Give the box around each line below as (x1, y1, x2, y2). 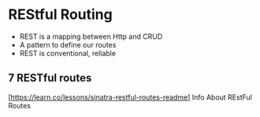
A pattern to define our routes (19, 40, 117, 49)
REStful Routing (8, 6, 113, 24)
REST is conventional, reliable (19, 48, 117, 58)
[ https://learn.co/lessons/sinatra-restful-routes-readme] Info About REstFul (8, 92, 252, 102)
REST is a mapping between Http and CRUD (19, 32, 163, 41)
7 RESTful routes (8, 71, 92, 85)
